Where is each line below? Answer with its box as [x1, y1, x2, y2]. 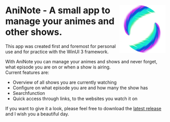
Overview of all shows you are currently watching [12, 79, 117, 85]
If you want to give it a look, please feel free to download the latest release [5, 105, 162, 111]
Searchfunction [12, 90, 45, 96]
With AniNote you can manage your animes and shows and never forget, [5, 58, 158, 64]
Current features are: [5, 69, 49, 76]
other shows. [5, 27, 63, 38]
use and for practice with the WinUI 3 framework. [5, 48, 109, 55]
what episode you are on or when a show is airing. [5, 64, 111, 70]
